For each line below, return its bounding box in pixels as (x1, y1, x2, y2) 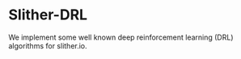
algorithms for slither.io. (8, 40, 87, 50)
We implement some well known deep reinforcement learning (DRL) (8, 32, 234, 42)
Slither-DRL (8, 6, 87, 24)
